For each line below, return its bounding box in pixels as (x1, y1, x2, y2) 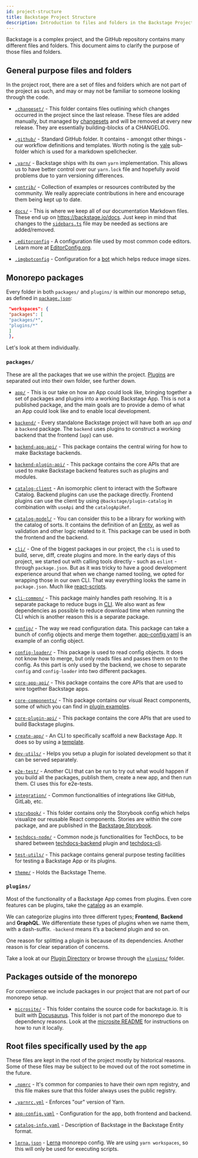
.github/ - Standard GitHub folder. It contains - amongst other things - (14, 135, 187, 142)
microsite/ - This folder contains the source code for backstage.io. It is (14, 1005, 189, 1012)
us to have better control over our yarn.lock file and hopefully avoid (14, 166, 180, 173)
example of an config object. (14, 637, 84, 644)
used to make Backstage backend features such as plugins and (14, 467, 169, 474)
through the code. (6, 94, 50, 101)
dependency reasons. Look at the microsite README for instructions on (14, 1017, 189, 1025)
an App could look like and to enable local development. (14, 407, 151, 414)
